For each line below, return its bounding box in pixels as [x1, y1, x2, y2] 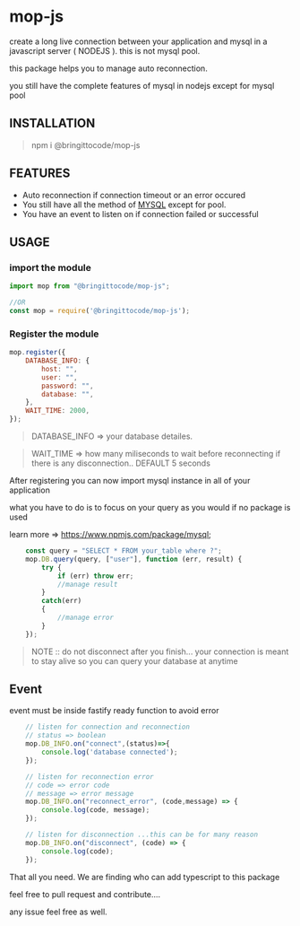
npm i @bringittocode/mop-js [30, 139, 141, 150]
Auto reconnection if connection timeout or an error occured [21, 189, 246, 200]
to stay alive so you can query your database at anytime [30, 655, 239, 666]
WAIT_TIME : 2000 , [25, 406, 90, 415]
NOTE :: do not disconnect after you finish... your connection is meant [30, 646, 289, 657]
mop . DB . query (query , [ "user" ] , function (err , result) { [25, 555, 243, 563]
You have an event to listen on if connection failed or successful [21, 208, 259, 219]
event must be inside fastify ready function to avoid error [9, 705, 219, 716]
